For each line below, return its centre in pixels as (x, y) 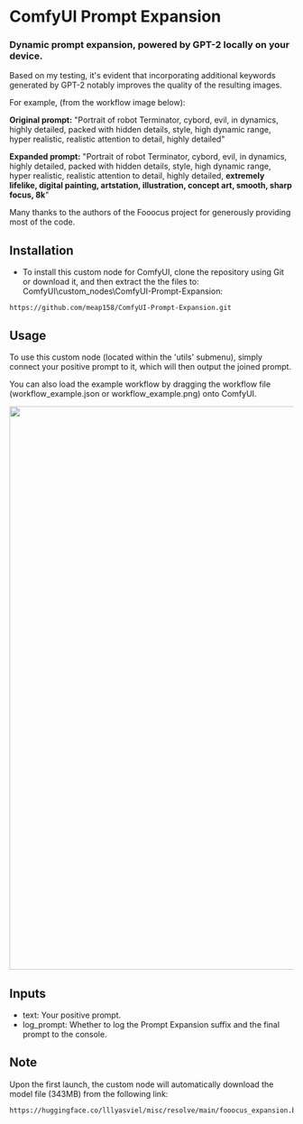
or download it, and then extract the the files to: (111, 282)
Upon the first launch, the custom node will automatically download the (142, 1084)
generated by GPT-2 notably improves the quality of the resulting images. (146, 85)
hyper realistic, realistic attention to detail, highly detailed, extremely (137, 176)
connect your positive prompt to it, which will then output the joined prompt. (150, 367)
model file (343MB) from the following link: (89, 1093)
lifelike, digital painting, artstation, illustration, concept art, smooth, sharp (151, 186)
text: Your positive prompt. (72, 1015)
